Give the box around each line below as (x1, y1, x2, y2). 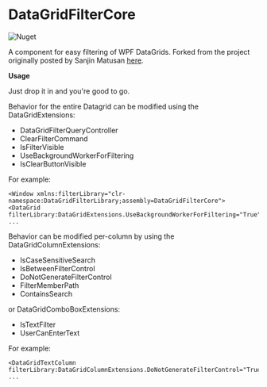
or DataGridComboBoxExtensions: (8, 304, 121, 314)
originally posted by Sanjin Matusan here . (8, 56, 145, 65)
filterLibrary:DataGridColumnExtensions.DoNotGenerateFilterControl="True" (8, 366, 265, 374)
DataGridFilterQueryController (19, 125, 118, 135)
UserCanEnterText (19, 328, 80, 338)
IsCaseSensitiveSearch (19, 255, 95, 265)
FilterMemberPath (19, 280, 79, 290)
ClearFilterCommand (19, 133, 89, 144)
